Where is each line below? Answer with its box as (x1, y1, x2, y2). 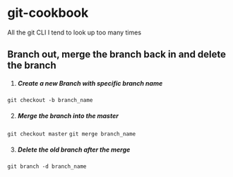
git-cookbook (7, 5, 89, 21)
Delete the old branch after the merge (17, 145, 131, 154)
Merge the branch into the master (17, 111, 119, 120)
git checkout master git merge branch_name (7, 131, 136, 138)
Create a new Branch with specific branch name (17, 79, 163, 87)
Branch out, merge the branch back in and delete (7, 48, 227, 60)
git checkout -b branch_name (7, 97, 93, 104)
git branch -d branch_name (7, 163, 87, 170)
